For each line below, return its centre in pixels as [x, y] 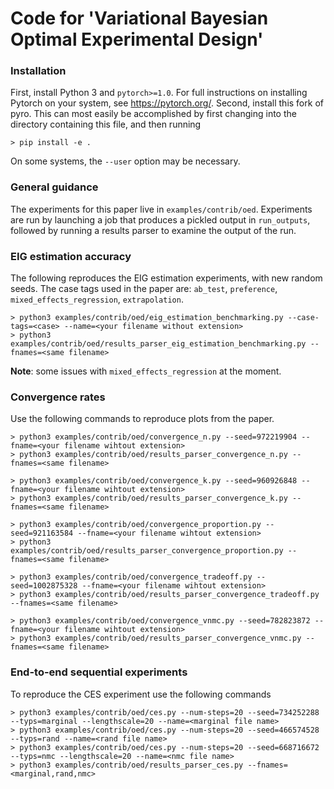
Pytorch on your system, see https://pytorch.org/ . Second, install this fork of [167, 103]
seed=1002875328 [44, 586]
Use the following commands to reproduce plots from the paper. [142, 419]
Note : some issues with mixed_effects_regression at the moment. [146, 371]
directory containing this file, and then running [106, 124]
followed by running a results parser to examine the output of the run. [153, 230]
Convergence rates [58, 397]
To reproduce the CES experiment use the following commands [141, 694]
